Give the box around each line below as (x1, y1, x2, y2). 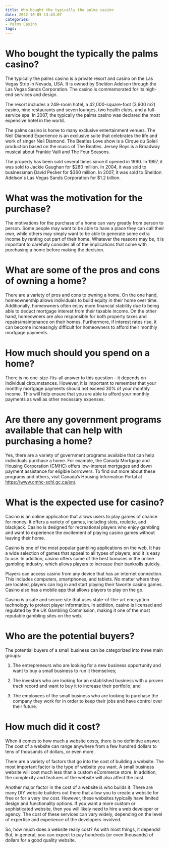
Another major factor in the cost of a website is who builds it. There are (5, 784, 153, 790)
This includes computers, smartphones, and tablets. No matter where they (5, 576, 160, 582)
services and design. (14, 92, 58, 98)
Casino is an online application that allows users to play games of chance (5, 513, 158, 519)
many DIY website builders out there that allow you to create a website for (5, 789, 159, 795)
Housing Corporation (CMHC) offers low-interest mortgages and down (5, 463, 152, 469)
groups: (5, 652, 22, 658)
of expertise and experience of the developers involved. (5, 816, 122, 822)
